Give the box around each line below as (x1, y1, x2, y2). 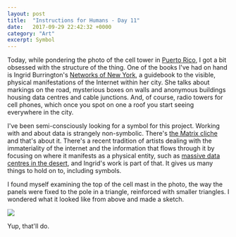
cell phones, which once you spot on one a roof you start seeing (7, 101, 194, 109)
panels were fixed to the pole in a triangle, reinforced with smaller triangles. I (7, 188, 230, 196)
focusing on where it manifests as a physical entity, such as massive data (7, 152, 221, 160)
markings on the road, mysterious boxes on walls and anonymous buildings (7, 86, 226, 94)
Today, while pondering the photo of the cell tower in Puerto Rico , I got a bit (7, 56, 227, 64)
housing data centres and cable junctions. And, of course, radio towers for (7, 93, 223, 102)
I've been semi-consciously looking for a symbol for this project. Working (7, 122, 221, 130)
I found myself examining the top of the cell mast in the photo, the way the (7, 180, 223, 188)
